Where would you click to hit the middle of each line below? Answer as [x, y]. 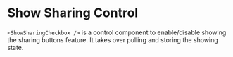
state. [15, 47]
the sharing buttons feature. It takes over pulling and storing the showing [113, 39]
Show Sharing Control [73, 13]
